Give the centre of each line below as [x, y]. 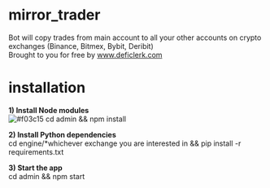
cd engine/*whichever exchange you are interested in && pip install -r [125, 143]
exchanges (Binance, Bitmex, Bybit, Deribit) [81, 46]
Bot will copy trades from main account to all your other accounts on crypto [135, 37]
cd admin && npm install [86, 119]
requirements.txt [36, 151]
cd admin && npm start [47, 176]
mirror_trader [54, 15]
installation [47, 88]
